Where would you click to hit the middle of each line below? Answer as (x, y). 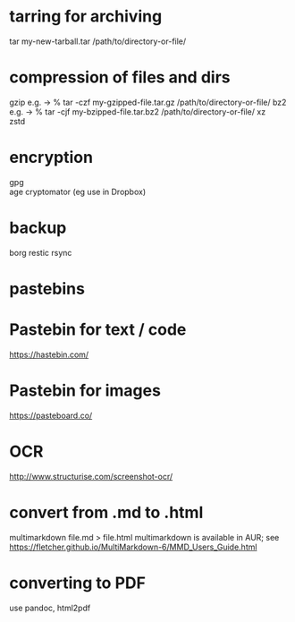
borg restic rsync (41, 252)
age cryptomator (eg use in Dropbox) (77, 192)
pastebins (47, 289)
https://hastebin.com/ (49, 354)
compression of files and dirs (120, 77)
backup (38, 228)
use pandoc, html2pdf (50, 608)
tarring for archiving (86, 17)
